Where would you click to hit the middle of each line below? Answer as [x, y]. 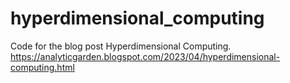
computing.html [42, 67]
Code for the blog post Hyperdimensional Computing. [121, 46]
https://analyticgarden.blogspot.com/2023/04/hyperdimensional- [145, 56]
